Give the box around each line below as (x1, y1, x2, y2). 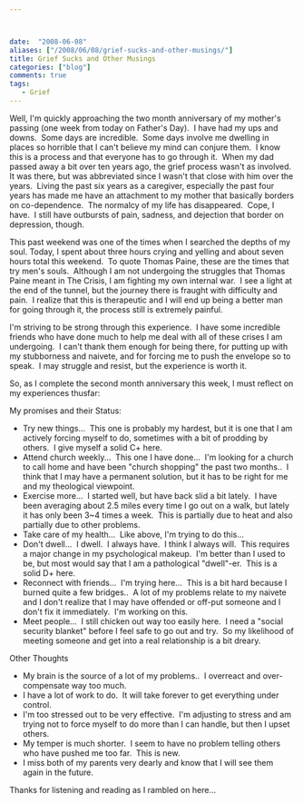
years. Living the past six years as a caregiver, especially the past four (9, 180, 275, 191)
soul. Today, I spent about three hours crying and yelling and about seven (9, 246, 284, 257)
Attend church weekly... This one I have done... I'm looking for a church (22, 452, 294, 462)
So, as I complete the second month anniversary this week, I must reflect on (9, 378, 294, 389)
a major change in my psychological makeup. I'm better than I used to (22, 548, 286, 559)
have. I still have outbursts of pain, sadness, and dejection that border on (9, 209, 284, 220)
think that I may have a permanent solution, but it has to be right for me (22, 471, 288, 481)
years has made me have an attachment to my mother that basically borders (9, 190, 295, 201)
